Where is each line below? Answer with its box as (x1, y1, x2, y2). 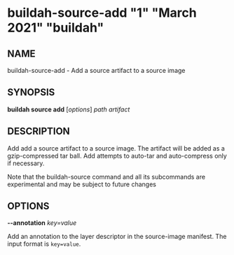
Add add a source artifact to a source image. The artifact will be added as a (7, 144, 226, 152)
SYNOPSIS (7, 86, 55, 99)
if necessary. (7, 159, 45, 167)
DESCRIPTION (7, 125, 70, 137)
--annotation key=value (7, 219, 77, 227)
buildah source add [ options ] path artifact (7, 105, 130, 113)
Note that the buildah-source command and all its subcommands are (7, 172, 205, 181)
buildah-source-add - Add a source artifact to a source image (7, 67, 186, 74)
